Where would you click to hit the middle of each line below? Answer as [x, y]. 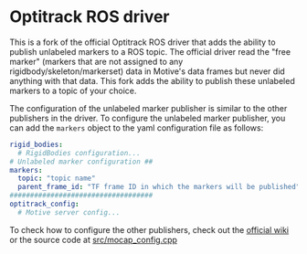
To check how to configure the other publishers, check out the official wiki [149, 229]
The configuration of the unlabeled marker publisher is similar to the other [148, 108]
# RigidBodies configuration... [79, 153]
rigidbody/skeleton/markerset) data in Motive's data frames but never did [147, 71]
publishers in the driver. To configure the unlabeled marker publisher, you [148, 118]
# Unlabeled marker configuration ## [81, 162]
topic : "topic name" [57, 179]
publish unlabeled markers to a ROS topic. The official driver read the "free [150, 51]
